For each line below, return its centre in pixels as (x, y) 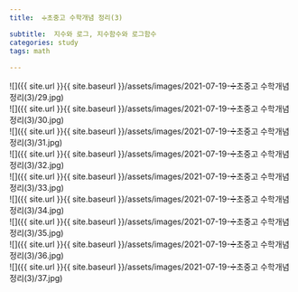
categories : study (44, 42)
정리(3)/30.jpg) (37, 120)
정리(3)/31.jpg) (36, 143)
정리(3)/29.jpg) (37, 98)
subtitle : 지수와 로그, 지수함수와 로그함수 (83, 34)
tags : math (30, 51)
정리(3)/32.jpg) (37, 165)
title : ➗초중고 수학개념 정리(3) (66, 18)
